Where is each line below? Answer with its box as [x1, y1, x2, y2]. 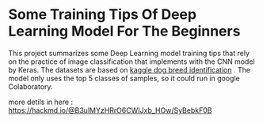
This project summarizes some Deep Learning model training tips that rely [8, 48, 250, 58]
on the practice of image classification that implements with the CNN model [8, 57, 255, 66]
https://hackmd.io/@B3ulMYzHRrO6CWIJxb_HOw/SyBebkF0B [8, 105, 212, 115]
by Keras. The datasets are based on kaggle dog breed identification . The [8, 65, 251, 74]
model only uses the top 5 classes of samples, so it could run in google [8, 73, 240, 83]
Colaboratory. [8, 81, 53, 91]
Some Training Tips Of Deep [8, 6, 196, 24]
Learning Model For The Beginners [8, 22, 241, 40]
